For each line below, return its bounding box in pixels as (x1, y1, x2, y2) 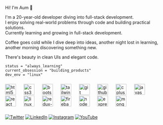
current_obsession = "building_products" (5, 68, 92, 73)
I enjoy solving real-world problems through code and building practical (5, 20, 151, 25)
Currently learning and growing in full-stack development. (5, 30, 123, 35)
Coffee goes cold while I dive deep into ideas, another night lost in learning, (5, 39, 159, 45)
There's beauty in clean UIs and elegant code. (5, 54, 99, 60)
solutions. (5, 25, 25, 31)
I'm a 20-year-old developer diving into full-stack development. (5, 14, 134, 20)
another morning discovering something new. (5, 45, 98, 50)
